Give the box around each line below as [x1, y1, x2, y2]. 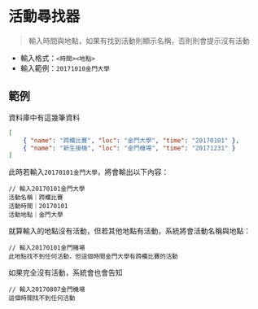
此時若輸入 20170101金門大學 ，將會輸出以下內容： [8, 168, 169, 177]
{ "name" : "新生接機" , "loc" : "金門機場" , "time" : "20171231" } [23, 144, 236, 152]
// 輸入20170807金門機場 [8, 285, 85, 294]
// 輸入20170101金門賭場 [8, 244, 85, 252]
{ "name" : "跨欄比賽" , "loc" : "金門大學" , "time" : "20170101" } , [23, 136, 240, 145]
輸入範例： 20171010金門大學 [20, 63, 110, 73]
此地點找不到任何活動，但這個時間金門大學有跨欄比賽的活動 [8, 253, 178, 261]
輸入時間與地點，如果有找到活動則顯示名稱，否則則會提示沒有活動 [28, 36, 250, 46]
